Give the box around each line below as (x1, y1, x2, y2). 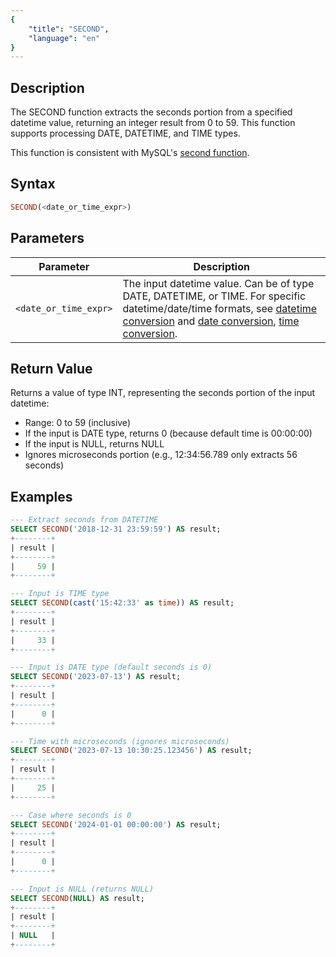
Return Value (10, 360, 93, 377)
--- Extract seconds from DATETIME (10, 515, 159, 525)
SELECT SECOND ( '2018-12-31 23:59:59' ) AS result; (10, 524, 222, 535)
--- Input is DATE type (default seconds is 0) (10, 662, 213, 673)
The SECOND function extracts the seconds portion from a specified (10, 106, 293, 118)
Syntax (10, 176, 56, 193)
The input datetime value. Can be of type (122, 276, 315, 290)
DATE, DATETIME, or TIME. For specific (122, 289, 307, 303)
